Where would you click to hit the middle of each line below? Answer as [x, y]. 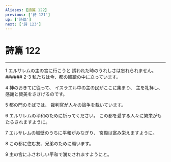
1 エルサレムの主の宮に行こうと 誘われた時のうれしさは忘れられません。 [81, 71]
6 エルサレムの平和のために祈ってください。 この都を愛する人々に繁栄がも [83, 116]
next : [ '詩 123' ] [23, 24]
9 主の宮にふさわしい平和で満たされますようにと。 [59, 154]
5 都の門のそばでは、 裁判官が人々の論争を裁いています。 [66, 105]
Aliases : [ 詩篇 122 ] [26, 10]
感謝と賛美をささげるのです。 [36, 94]
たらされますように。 [27, 122]
